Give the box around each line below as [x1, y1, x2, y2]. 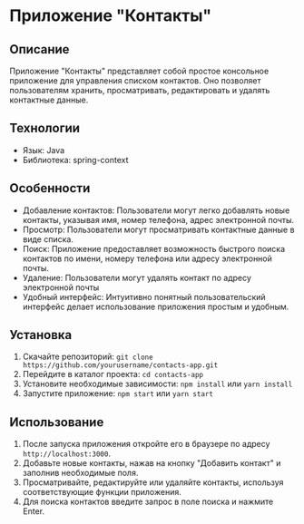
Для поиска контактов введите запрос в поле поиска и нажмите [22, 496, 274, 508]
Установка [9, 327, 73, 343]
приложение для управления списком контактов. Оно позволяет [9, 75, 261, 86]
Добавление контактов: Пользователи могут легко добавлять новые [22, 205, 290, 216]
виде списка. [22, 233, 74, 245]
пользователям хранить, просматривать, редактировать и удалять [9, 85, 270, 95]
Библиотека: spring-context [22, 154, 129, 165]
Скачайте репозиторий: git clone [22, 351, 153, 363]
